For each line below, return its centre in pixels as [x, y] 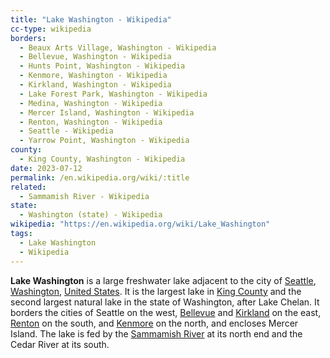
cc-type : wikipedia [51, 29]
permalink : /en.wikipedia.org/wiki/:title [100, 177]
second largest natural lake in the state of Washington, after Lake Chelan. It [165, 302]
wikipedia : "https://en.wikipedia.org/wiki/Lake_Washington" [140, 224]
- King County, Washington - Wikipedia [102, 159]
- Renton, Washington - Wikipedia [91, 122]
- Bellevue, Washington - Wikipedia [95, 57]
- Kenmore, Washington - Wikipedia [93, 76]
